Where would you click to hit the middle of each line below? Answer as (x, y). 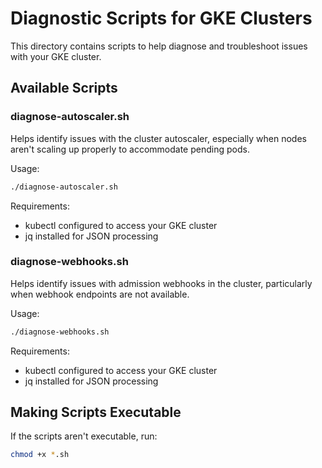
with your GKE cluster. (56, 56)
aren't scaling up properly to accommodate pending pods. (130, 149)
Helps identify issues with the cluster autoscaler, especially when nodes (158, 138)
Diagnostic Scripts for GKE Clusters (161, 18)
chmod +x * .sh (40, 455)
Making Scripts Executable (96, 412)
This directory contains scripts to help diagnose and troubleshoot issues (159, 46)
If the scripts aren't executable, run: (84, 436)
